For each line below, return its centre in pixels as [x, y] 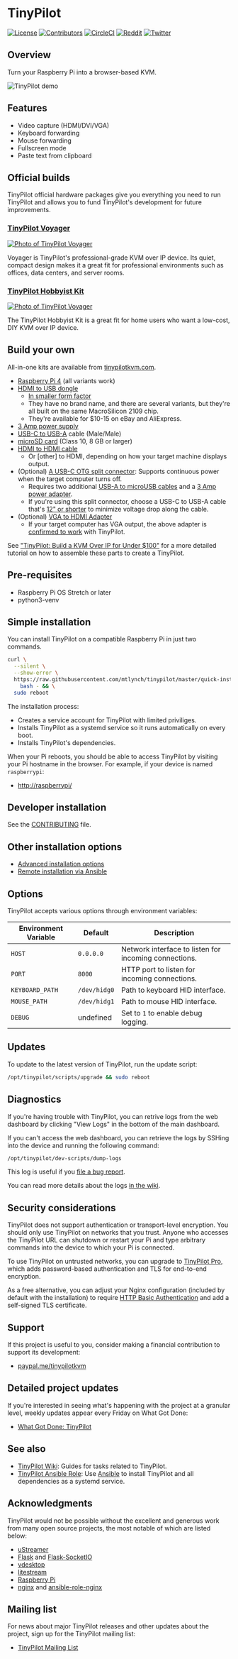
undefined [95, 1018]
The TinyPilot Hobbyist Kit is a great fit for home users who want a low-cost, [119, 320]
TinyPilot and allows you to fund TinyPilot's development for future [104, 202]
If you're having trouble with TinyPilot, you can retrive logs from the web [113, 1116]
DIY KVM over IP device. [43, 327]
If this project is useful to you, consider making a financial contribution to [114, 1345]
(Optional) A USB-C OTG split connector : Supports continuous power [118, 471]
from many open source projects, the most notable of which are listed [109, 1528]
